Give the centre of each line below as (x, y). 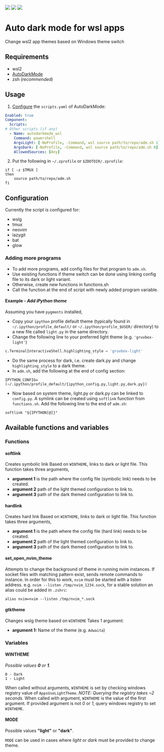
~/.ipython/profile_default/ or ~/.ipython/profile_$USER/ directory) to (85, 326)
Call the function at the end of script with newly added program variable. (85, 290)
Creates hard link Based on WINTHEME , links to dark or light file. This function (81, 517)
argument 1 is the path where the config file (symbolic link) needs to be (84, 479)
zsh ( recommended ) (32, 79)
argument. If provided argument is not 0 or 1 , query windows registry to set (81, 703)
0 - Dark (14, 674)
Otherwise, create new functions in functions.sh (60, 284)
